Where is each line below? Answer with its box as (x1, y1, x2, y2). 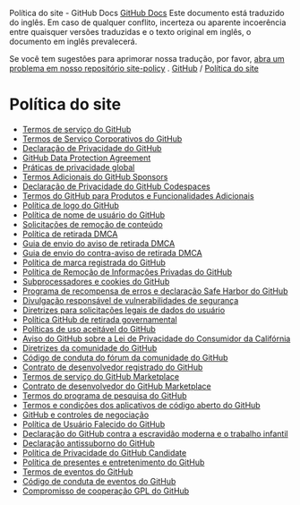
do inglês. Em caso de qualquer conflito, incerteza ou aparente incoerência (9, 17, 287, 28)
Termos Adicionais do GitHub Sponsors (21, 171, 168, 182)
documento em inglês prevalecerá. (9, 36, 138, 47)
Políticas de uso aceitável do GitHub (21, 323, 157, 334)
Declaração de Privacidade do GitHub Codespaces (21, 181, 210, 192)
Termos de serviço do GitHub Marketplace (21, 371, 180, 381)
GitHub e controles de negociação (21, 409, 150, 420)
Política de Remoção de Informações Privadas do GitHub (21, 266, 233, 277)
